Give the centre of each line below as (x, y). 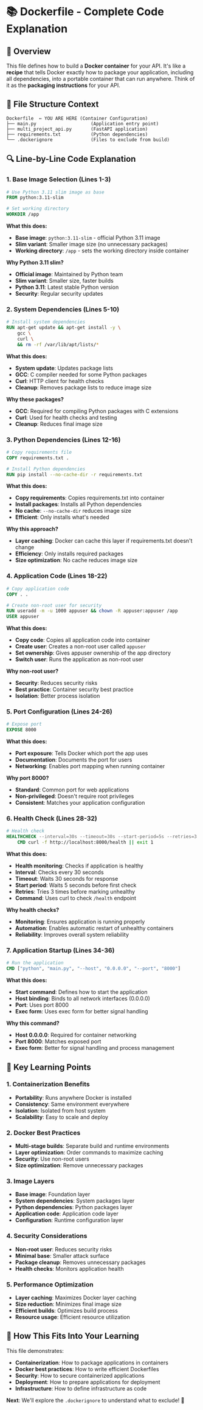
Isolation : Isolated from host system (60, 1110)
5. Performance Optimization (50, 1284)
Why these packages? (35, 399)
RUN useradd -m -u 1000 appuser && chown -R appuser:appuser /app (92, 611)
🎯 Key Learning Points (49, 1067)
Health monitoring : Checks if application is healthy (79, 866)
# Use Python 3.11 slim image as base (55, 192)
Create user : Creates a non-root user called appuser (80, 647)
